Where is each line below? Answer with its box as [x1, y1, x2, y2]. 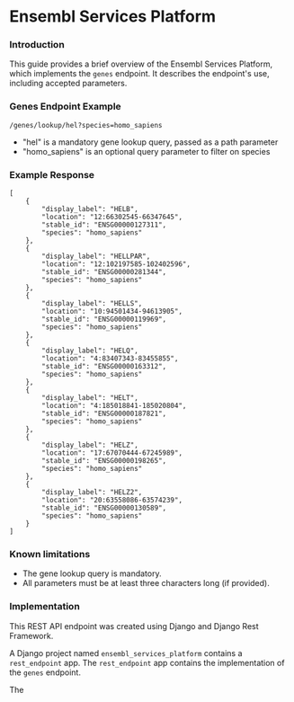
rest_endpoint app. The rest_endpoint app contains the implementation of [9, 657, 285, 668]
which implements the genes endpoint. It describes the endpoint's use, [9, 68, 270, 79]
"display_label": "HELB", [41, 205, 139, 214]
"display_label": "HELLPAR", [41, 252, 151, 262]
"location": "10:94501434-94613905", [41, 307, 183, 316]
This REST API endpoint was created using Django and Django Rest [9, 620, 259, 631]
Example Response [9, 168, 95, 181]
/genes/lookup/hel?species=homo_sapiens [9, 120, 164, 129]
